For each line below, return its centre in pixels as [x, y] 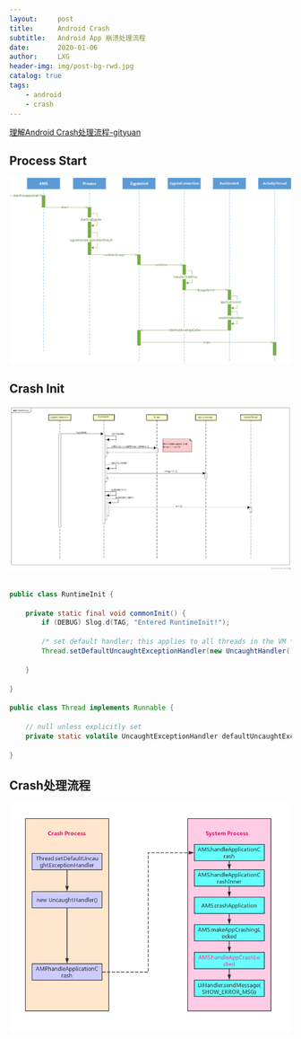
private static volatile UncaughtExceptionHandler [122, 736]
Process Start [48, 160]
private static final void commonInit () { [106, 613]
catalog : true [36, 76]
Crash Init [37, 389]
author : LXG [39, 57]
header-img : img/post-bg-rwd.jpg [72, 66]
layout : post [42, 19]
